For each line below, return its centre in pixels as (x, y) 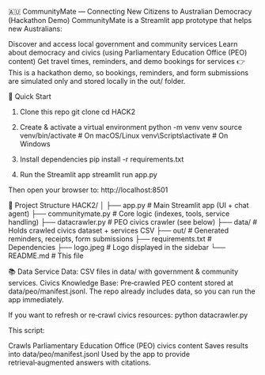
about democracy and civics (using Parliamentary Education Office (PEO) (128, 52)
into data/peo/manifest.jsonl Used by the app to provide (99, 354)
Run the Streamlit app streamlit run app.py (89, 174)
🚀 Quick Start (30, 97)
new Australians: (35, 28)
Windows (35, 144)
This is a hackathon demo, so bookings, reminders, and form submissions (129, 73)
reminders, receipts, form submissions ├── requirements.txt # (110, 239)
